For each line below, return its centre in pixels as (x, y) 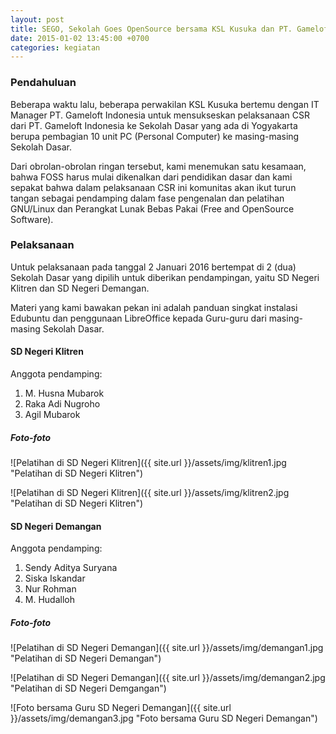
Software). (32, 219)
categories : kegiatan (55, 47)
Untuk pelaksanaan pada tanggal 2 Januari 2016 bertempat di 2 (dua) (153, 267)
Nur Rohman (50, 589)
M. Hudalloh (49, 600)
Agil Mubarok (52, 415)
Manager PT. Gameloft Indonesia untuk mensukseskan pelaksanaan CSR (160, 115)
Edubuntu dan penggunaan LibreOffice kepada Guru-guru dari (138, 318)
